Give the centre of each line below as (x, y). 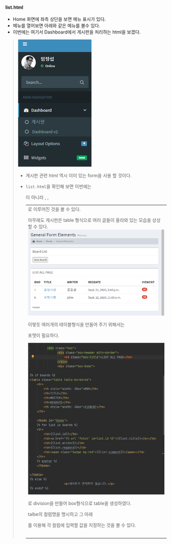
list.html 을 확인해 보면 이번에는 (58, 186)
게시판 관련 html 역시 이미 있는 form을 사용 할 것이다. (79, 176)
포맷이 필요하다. (44, 335)
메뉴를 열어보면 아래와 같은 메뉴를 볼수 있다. (57, 26)
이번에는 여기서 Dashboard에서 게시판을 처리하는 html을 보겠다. (77, 32)
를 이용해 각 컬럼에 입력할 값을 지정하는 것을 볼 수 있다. (82, 525)
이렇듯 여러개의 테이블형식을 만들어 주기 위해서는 (76, 325)
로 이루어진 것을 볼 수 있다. (54, 209)
